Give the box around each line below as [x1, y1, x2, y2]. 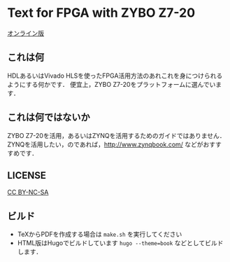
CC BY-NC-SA [7, 188, 49, 197]
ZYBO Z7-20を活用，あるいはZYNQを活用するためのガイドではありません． [7, 131, 226, 139]
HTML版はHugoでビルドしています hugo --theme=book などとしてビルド [17, 239, 224, 247]
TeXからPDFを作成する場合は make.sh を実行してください [17, 230, 182, 239]
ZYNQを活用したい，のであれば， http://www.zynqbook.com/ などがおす [7, 140, 216, 149]
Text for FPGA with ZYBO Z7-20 [7, 5, 196, 21]
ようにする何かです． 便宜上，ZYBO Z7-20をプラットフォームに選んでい [7, 80, 216, 88]
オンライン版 [7, 29, 44, 37]
